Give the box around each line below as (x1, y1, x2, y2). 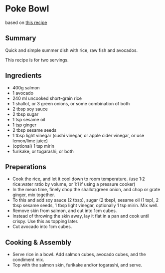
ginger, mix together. (12, 192, 55, 198)
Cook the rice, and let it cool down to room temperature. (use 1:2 (12, 176, 146, 182)
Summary (5, 34, 36, 42)
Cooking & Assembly (5, 238, 71, 247)
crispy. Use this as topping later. (12, 218, 79, 225)
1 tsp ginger (12, 122, 37, 128)
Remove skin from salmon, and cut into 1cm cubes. (12, 208, 117, 214)
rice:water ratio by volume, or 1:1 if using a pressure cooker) (12, 181, 136, 187)
